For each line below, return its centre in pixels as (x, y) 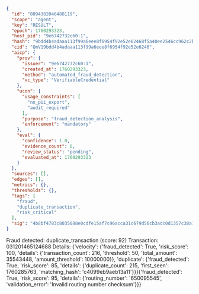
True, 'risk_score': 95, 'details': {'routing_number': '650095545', (84, 278)
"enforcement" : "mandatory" (57, 124)
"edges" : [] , (28, 180)
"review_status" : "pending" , (58, 152)
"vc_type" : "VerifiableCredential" (66, 80)
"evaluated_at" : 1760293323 (57, 157)
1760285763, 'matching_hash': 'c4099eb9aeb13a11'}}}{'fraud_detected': (94, 271)
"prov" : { (29, 58)
